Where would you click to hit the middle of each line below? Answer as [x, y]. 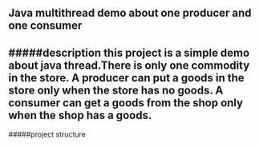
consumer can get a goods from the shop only [125, 103]
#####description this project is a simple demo [129, 52]
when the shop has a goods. [80, 115]
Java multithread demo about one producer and [130, 13]
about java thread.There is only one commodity [129, 65]
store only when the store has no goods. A [116, 90]
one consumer [45, 26]
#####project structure [47, 134]
